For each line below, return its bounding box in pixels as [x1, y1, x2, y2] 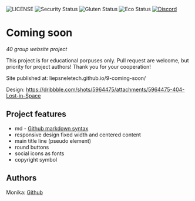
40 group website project [6, 45, 68, 52]
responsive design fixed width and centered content [14, 131, 141, 138]
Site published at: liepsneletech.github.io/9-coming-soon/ [6, 74, 146, 82]
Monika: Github [6, 189, 43, 196]
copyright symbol [14, 156, 58, 163]
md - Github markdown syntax [14, 125, 89, 132]
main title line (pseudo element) [14, 137, 92, 144]
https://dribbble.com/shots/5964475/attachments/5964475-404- [25, 86, 185, 93]
